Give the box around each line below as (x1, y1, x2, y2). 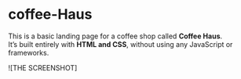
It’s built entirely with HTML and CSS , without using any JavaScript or (8, 39, 233, 48)
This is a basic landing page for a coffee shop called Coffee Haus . (8, 31, 223, 41)
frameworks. (8, 48, 49, 57)
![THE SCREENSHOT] (8, 63, 78, 72)
